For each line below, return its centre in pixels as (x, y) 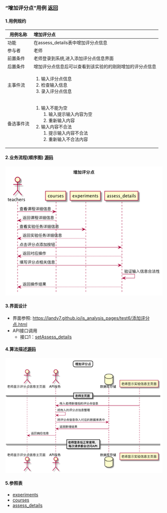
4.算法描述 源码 (20, 349)
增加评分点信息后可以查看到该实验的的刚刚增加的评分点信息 (95, 66)
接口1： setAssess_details (46, 337)
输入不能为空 (54, 108)
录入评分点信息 (56, 91)
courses (21, 500)
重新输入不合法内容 (68, 140)
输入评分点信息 (56, 78)
